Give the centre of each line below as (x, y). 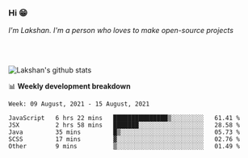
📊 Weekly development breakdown (69, 86)
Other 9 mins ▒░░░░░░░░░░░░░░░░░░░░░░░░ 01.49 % (124, 147)
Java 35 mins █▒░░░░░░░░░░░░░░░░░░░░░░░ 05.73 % (124, 132)
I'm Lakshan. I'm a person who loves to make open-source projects (121, 31)
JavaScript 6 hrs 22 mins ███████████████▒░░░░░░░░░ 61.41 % (124, 118)
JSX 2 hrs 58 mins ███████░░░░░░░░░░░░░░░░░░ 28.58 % (124, 125)
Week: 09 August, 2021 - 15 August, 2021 (79, 104)
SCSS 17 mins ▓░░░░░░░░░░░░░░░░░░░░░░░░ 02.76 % (124, 139)
